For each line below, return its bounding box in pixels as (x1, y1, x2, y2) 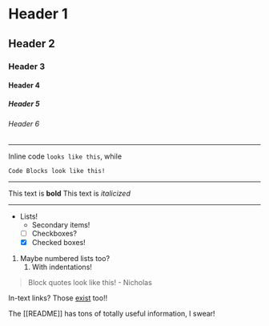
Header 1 (8, 5, 68, 23)
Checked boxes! (31, 237, 86, 247)
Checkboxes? (31, 228, 78, 238)
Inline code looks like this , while (8, 151, 122, 161)
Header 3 (8, 61, 46, 72)
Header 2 (8, 37, 56, 50)
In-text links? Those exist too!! (8, 293, 108, 303)
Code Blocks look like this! (8, 167, 106, 175)
